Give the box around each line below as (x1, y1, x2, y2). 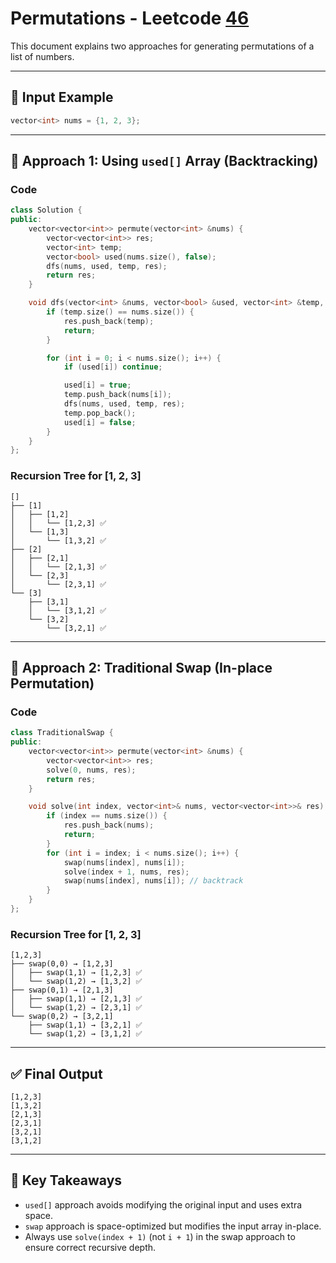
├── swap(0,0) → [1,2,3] (10, 959, 114, 969)
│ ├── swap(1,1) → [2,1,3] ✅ (10, 994, 143, 1004)
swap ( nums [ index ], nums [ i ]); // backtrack (63, 876, 244, 886)
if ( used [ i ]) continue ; (63, 362, 163, 372)
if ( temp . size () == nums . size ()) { (46, 307, 195, 317)
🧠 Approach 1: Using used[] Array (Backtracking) (10, 153, 319, 170)
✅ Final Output (10, 1065, 103, 1082)
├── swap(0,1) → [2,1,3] (10, 985, 114, 996)
